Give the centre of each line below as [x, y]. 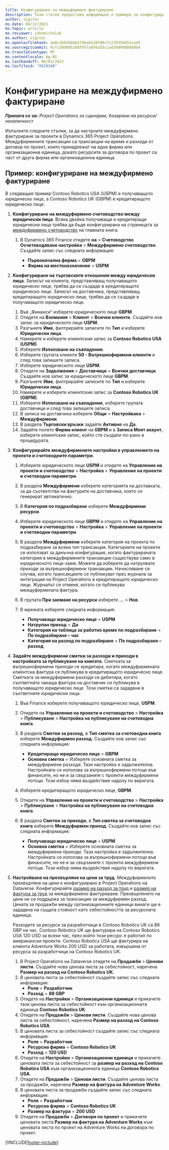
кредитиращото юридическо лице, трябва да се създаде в [76, 297]
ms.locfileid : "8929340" [31, 66]
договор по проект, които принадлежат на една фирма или [69, 147]
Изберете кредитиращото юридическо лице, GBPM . [76, 790]
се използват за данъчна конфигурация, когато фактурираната [88, 552]
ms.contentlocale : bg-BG [31, 57]
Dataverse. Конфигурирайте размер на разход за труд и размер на [84, 888]
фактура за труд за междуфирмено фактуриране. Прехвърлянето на [86, 893]
